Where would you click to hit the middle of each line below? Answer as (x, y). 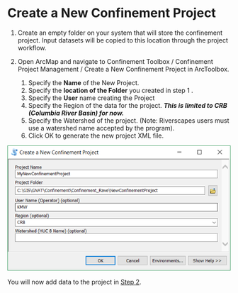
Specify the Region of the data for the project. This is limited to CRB (128, 105)
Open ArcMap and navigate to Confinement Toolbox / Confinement (115, 61)
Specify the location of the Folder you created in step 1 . (110, 90)
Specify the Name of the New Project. (84, 82)
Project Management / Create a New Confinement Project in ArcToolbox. (123, 69)
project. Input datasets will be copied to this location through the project (123, 40)
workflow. (32, 48)
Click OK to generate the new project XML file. (96, 136)
